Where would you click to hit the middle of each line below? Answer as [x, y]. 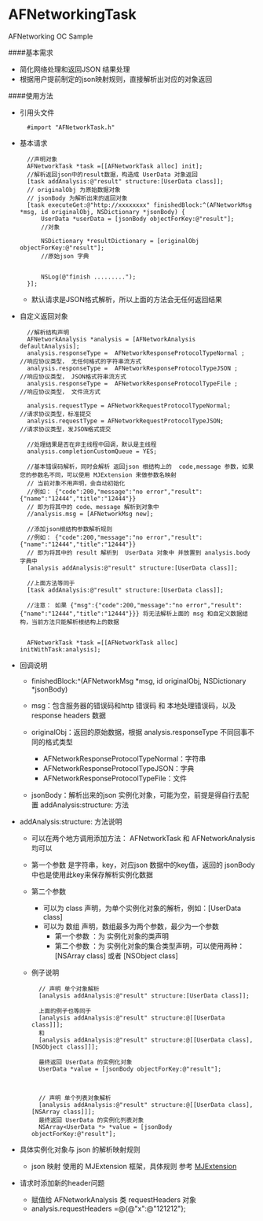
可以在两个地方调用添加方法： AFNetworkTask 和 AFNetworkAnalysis [143, 838]
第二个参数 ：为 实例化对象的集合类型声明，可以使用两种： [150, 946]
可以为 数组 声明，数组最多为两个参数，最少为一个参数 [131, 926]
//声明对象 [42, 159]
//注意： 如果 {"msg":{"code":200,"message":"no [105, 605]
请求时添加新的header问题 [62, 1182]
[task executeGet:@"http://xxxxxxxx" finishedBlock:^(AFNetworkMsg [140, 205]
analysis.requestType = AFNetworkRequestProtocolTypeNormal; [129, 406]
